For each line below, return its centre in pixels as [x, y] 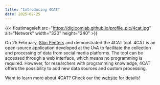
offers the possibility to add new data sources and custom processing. [76, 68]
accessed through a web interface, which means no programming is [74, 58]
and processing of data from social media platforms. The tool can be [74, 53]
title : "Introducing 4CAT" [33, 9]
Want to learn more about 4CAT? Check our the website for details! [73, 78]
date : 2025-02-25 [23, 14]
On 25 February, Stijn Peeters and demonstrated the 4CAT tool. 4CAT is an [80, 42]
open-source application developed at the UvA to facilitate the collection [78, 48]
